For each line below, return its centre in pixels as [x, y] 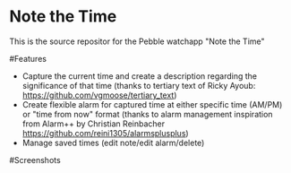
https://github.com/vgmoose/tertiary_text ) [99, 95]
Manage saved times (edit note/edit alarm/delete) [113, 143]
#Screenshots [35, 160]
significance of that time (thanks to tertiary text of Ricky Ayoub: [139, 85]
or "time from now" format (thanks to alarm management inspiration [147, 114]
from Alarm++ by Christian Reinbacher [94, 124]
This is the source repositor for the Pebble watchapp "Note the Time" [137, 41]
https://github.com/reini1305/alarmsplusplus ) [106, 133]
